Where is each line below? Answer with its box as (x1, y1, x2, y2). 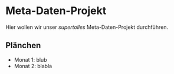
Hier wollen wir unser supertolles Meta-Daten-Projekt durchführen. (5, 23, 169, 31)
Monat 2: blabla (14, 62, 52, 69)
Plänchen (5, 41, 41, 51)
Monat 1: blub (14, 56, 47, 63)
